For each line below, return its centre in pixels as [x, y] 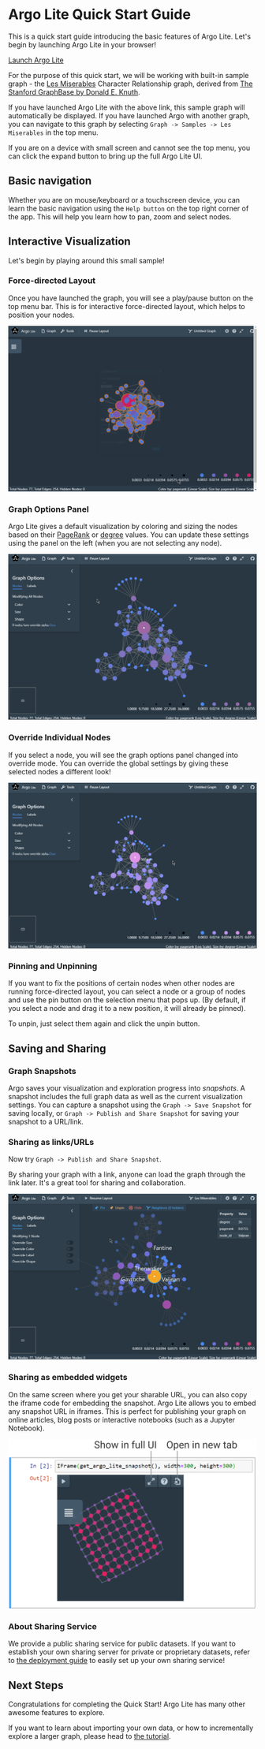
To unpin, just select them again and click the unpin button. [104, 1024]
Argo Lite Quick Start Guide [100, 15]
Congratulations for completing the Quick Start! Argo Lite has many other [127, 1704]
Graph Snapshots [42, 1071]
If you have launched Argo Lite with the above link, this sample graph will [127, 107]
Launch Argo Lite [36, 60]
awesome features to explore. [56, 1713]
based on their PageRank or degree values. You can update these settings [129, 535]
